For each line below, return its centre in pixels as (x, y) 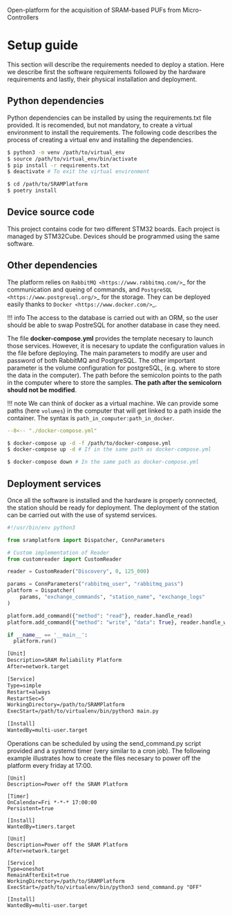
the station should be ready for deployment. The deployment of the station (113, 508)
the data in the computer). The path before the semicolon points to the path (115, 375)
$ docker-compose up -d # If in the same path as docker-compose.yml (109, 449)
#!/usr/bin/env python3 (41, 528)
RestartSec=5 (26, 699)
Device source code (51, 212)
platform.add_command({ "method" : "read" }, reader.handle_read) (100, 616)
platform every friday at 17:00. (50, 765)
